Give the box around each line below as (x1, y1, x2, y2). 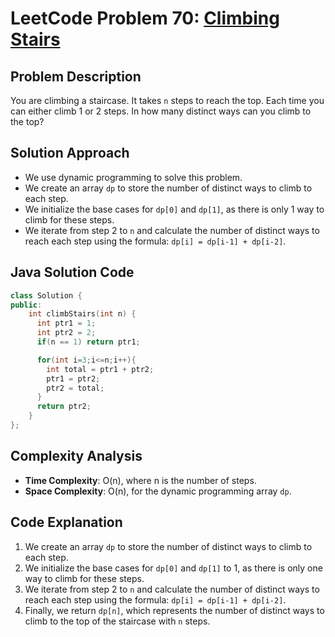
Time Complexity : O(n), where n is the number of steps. (24, 474, 257, 486)
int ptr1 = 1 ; (36, 318, 97, 329)
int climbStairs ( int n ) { (28, 309, 137, 319)
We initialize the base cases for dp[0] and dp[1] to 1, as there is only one (24, 562, 323, 574)
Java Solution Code (10, 264, 135, 281)
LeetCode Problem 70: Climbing (10, 7, 280, 30)
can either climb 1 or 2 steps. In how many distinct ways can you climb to (10, 105, 312, 117)
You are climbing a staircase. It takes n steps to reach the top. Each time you (10, 95, 325, 106)
